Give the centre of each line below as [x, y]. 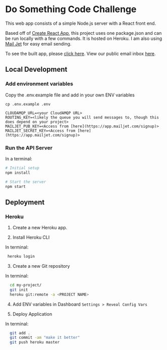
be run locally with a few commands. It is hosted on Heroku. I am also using [84, 38]
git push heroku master [35, 342]
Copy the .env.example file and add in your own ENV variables [70, 95]
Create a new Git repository [41, 266]
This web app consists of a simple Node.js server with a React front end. [81, 23]
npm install [18, 173]
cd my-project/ [26, 285]
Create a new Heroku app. [40, 228]
